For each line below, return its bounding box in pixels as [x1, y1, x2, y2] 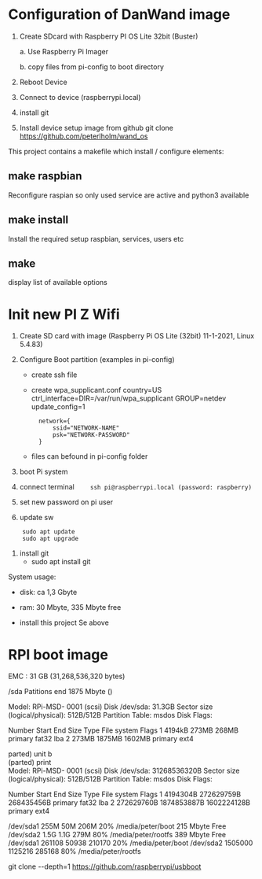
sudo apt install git [31, 557, 91, 567]
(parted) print [8, 758, 52, 767]
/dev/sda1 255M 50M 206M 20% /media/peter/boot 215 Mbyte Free [8, 822, 227, 831]
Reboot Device [19, 77, 68, 87]
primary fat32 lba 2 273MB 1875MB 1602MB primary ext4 [8, 734, 194, 744]
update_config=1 [31, 402, 86, 412]
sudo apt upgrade [22, 535, 79, 543]
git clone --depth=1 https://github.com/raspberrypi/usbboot [8, 862, 202, 871]
